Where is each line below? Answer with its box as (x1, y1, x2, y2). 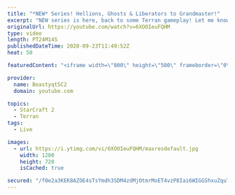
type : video (7, 29, 42, 37)
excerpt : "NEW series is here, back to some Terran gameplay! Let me (7, 17, 215, 24)
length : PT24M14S (7, 36, 58, 43)
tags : (7, 120, 23, 127)
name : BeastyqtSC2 (13, 81, 68, 88)
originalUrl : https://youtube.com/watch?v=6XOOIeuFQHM (7, 23, 171, 30)
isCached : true (20, 165, 64, 172)
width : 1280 (20, 152, 55, 159)
